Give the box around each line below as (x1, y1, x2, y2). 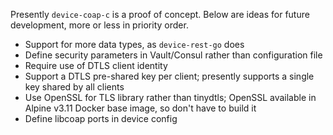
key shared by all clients (24, 81, 125, 93)
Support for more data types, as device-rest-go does (24, 39, 245, 50)
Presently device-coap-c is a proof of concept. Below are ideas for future (10, 9, 310, 20)
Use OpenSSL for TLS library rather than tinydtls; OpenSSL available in (24, 92, 317, 103)
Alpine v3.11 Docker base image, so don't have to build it (24, 102, 257, 114)
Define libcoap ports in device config (24, 113, 178, 124)
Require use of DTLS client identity (24, 60, 168, 71)
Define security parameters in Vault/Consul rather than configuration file (24, 49, 323, 61)
